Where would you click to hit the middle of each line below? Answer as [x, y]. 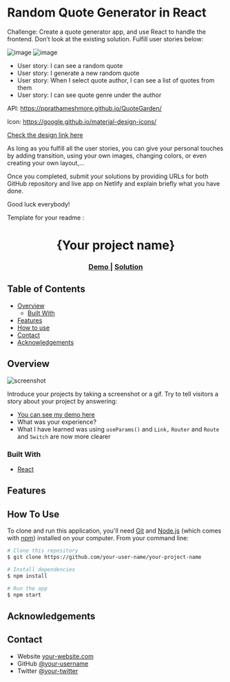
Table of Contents [46, 289]
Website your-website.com [55, 656]
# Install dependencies [41, 569]
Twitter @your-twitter [48, 671]
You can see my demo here [56, 414]
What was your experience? [57, 422]
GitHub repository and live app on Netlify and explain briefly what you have [114, 183]
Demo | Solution [116, 267]
